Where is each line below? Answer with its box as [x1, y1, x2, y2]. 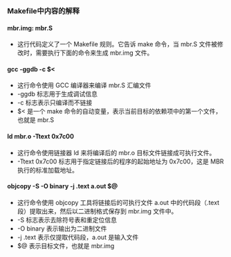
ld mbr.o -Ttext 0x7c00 [7, 132, 75, 140]
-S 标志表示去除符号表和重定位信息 [17, 215, 118, 224]
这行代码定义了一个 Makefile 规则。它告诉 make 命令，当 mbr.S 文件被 [17, 40, 218, 48]
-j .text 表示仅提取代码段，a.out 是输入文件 [17, 233, 139, 241]
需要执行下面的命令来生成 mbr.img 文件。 [35, 48, 154, 57]
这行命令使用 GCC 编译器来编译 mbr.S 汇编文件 [17, 81, 151, 89]
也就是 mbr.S [17, 116, 54, 124]
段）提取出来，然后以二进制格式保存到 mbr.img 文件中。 [17, 206, 178, 215]
